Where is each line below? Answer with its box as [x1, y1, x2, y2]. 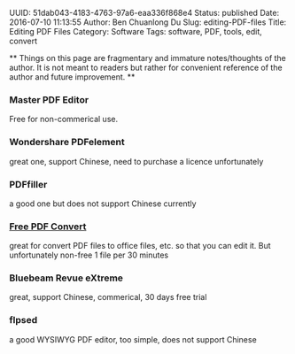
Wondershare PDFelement [9, 136, 126, 149]
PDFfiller [9, 178, 48, 190]
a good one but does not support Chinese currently [9, 198, 197, 209]
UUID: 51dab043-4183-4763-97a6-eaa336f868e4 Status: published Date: [9, 8, 280, 18]
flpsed [9, 314, 38, 327]
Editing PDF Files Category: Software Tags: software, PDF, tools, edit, [9, 27, 263, 36]
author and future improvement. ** [9, 72, 136, 82]
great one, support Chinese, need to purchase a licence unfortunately [9, 156, 264, 166]
